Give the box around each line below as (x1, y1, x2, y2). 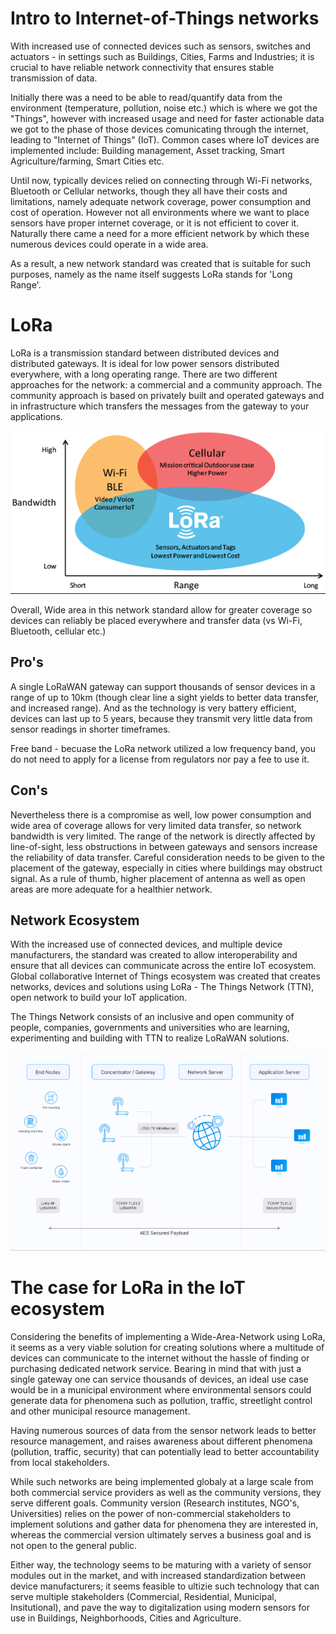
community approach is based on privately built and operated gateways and (10, 389, 325, 401)
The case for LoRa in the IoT (10, 1276, 246, 1299)
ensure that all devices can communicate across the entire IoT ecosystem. (10, 960, 317, 972)
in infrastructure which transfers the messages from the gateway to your (10, 400, 310, 412)
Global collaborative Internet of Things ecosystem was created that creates (10, 970, 321, 982)
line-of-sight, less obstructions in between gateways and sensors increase (10, 840, 318, 852)
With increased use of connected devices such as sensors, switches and (10, 40, 312, 52)
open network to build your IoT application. (10, 992, 188, 1004)
